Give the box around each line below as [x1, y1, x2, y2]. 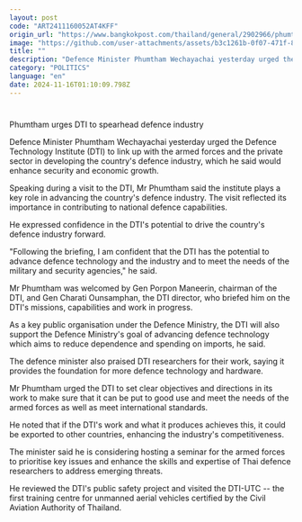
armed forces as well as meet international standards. [9, 401, 209, 412]
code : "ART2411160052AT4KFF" [9, 22, 119, 31]
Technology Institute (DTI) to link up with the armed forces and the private [9, 146, 283, 157]
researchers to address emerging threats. [9, 465, 164, 476]
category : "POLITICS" [9, 64, 91, 73]
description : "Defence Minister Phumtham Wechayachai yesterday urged [9, 55, 280, 64]
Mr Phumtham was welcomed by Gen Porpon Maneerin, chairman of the [9, 283, 278, 293]
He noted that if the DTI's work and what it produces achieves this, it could [9, 419, 286, 430]
